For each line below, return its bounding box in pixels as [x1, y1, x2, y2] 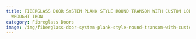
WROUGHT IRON [11, 14, 43, 19]
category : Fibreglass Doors [6, 19, 75, 25]
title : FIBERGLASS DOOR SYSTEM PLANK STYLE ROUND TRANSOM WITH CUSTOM [6, 8, 181, 14]
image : [6, 24, 22, 30]
